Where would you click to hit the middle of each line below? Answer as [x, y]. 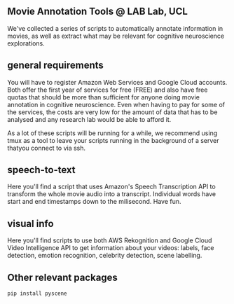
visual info [30, 223]
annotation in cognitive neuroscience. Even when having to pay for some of [116, 104]
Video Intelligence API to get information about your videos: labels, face [111, 248]
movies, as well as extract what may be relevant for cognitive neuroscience [116, 36]
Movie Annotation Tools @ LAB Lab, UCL [97, 12]
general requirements [55, 65]
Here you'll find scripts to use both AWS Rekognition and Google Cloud [110, 240]
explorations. [26, 43]
